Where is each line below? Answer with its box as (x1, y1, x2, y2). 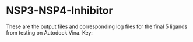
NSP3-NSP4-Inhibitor (6, 4, 113, 17)
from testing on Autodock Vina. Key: (6, 29, 93, 36)
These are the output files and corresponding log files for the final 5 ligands (6, 23, 188, 30)
